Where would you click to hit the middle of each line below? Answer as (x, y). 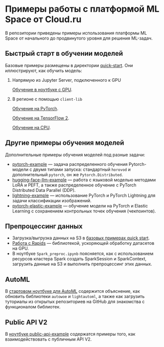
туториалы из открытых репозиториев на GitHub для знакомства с (75, 301)
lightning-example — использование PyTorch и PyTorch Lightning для (84, 195)
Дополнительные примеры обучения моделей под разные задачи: (75, 155)
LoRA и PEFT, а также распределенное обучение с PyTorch (74, 185)
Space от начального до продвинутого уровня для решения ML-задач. (79, 38)
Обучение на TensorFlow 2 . (41, 118)
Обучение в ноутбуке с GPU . (42, 90)
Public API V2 (26, 322)
